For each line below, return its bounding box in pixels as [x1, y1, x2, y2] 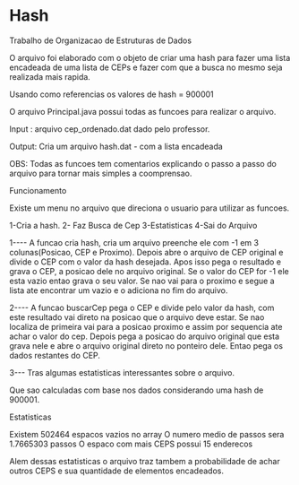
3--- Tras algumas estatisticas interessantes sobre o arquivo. [9, 367, 235, 377]
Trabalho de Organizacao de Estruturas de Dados [9, 35, 192, 46]
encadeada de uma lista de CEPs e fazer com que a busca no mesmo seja [9, 62, 283, 73]
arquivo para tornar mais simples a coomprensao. [9, 168, 192, 178]
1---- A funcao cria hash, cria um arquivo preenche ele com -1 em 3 [9, 237, 260, 247]
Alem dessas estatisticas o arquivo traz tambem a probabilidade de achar [9, 455, 280, 466]
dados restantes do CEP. [9, 350, 101, 360]
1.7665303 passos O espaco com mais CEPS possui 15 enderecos [9, 438, 253, 449]
